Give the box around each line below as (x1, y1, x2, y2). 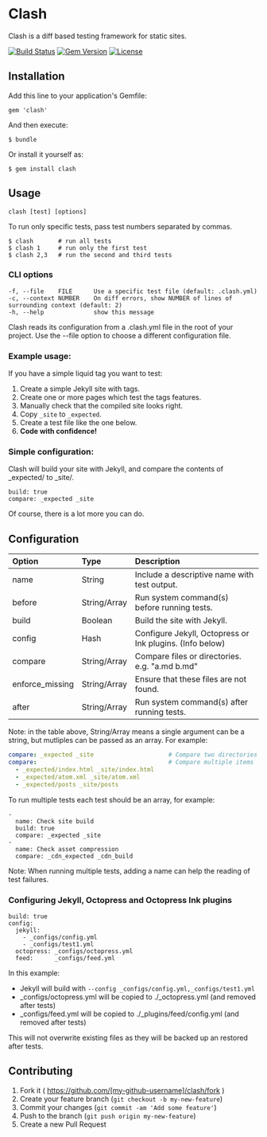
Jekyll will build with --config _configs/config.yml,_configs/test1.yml (19, 983, 256, 993)
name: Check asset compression (15, 845, 119, 853)
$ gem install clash (8, 165, 77, 173)
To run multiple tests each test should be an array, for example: (8, 795, 215, 804)
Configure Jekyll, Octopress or (134, 628, 250, 639)
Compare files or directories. (134, 651, 242, 662)
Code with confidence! (19, 427, 98, 436)
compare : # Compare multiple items (8, 758, 254, 767)
